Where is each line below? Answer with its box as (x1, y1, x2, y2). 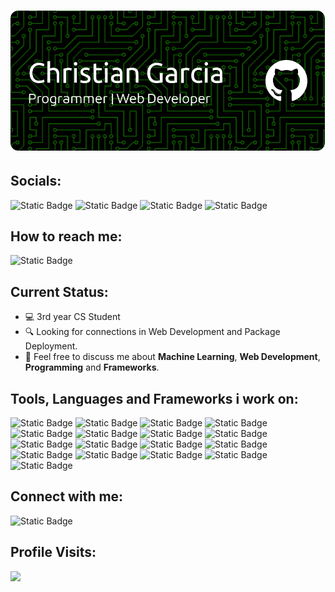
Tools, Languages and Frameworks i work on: (10, 390, 299, 407)
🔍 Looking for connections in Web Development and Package (24, 326, 281, 338)
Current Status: (10, 283, 109, 300)
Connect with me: (10, 488, 124, 505)
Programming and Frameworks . (24, 361, 160, 374)
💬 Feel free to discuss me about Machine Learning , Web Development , (24, 351, 321, 363)
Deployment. (24, 340, 78, 352)
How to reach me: (10, 228, 123, 245)
